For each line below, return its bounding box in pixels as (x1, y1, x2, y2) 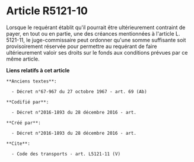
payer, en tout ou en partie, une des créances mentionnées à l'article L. (6, 30, 180, 37)
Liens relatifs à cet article (6, 66, 70, 74)
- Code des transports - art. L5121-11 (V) (11, 151, 120, 157)
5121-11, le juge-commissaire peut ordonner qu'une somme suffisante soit (6, 36, 186, 43)
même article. (6, 55, 40, 62)
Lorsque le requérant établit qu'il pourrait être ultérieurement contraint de (6, 24, 186, 31)
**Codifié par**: (6, 99, 49, 105)
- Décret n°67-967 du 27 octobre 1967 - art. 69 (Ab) (11, 88, 147, 94)
